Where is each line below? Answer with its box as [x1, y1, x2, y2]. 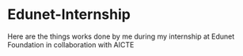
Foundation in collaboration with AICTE [7, 39, 135, 49]
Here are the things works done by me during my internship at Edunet [7, 32, 235, 41]
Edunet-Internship [7, 6, 131, 24]
